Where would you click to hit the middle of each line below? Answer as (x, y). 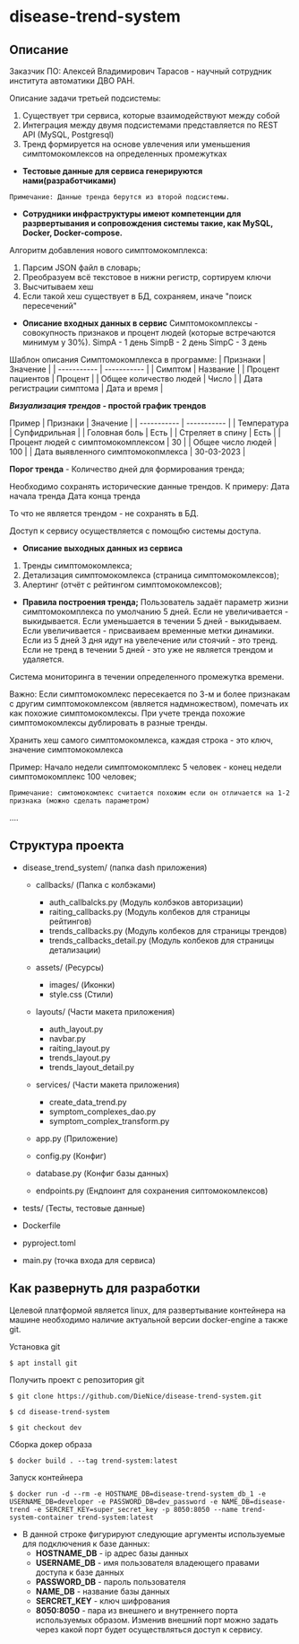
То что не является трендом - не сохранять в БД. (104, 513)
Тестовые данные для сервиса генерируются (112, 171)
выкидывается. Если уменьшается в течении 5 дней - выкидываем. (152, 621)
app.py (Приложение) (77, 1138)
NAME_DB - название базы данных (103, 1591)
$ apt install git (43, 1363)
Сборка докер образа (51, 1444)
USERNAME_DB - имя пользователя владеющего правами (147, 1562)
